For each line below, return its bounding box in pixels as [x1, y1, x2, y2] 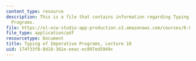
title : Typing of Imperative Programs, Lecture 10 [6, 41, 132, 47]
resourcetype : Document [6, 35, 64, 41]
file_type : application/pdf [6, 30, 75, 36]
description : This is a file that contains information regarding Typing [6, 14, 190, 20]
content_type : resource [6, 8, 64, 15]
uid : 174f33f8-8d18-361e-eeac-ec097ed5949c [6, 46, 114, 52]
